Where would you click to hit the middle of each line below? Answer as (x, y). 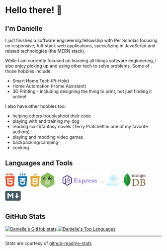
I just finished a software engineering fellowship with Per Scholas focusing (82, 40)
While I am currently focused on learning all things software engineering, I (81, 61)
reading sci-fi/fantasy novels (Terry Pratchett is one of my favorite (80, 126)
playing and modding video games (48, 137)
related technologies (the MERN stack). (45, 51)
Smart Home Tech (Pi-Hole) (41, 81)
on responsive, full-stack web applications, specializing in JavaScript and (80, 46)
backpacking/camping (35, 142)
